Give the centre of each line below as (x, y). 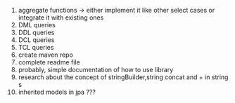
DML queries (37, 25)
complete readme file (49, 62)
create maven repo (45, 55)
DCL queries (36, 40)
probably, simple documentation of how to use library (96, 70)
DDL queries (36, 32)
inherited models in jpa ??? (57, 92)
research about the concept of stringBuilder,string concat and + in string (123, 77)
